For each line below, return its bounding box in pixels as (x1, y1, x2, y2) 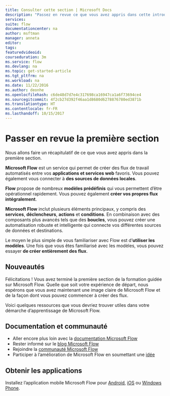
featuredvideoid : (5, 50, 42, 55)
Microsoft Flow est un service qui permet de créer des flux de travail (5, 165, 149, 171)
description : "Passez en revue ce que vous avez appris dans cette (5, 12, 151, 17)
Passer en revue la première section (5, 133, 159, 144)
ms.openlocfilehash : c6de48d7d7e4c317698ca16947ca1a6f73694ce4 (5, 92, 142, 97)
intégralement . (5, 196, 37, 202)
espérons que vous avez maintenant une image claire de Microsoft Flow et (5, 287, 160, 293)
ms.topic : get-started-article (5, 69, 71, 74)
